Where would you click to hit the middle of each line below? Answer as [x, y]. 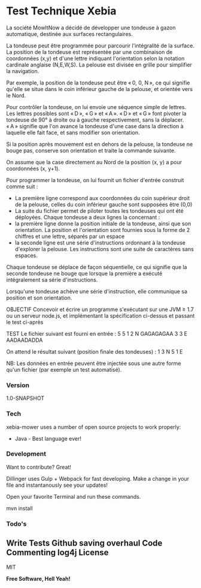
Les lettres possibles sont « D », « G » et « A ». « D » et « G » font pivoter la [96, 113]
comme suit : [22, 186]
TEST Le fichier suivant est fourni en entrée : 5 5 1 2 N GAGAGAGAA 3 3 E [97, 333]
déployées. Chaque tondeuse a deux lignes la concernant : [87, 217]
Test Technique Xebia [61, 11]
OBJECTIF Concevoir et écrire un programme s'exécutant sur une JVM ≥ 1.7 [100, 309]
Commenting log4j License [57, 553]
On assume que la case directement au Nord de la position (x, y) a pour [94, 162]
